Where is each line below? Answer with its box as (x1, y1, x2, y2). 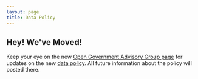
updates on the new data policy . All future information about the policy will (6, 60, 193, 67)
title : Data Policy (6, 15, 56, 21)
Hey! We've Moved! (6, 37, 83, 47)
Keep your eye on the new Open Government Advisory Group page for (6, 53, 183, 61)
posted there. (6, 66, 40, 74)
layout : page (6, 9, 39, 15)
